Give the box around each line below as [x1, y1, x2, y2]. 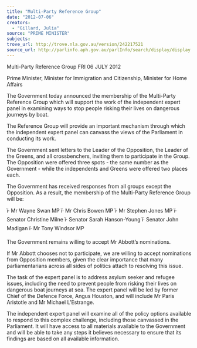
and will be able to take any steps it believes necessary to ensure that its [6, 329, 182, 336]
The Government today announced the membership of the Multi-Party [6, 92, 176, 99]
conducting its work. [6, 135, 56, 142]
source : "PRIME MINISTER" [6, 31, 70, 37]
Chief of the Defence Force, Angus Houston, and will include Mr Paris [6, 292, 175, 299]
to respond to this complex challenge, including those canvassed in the [6, 316, 179, 323]
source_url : [6, 47, 36, 53]
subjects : [6, 36, 31, 42]
